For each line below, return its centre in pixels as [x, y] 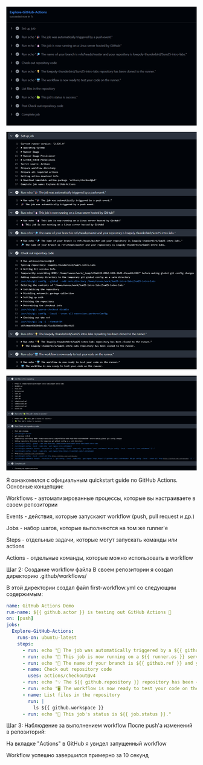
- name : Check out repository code [67, 670]
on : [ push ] [20, 619]
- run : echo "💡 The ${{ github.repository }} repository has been [108, 682]
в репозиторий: [26, 732]
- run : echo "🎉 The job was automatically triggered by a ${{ [102, 650]
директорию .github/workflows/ [47, 576]
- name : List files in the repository [71, 695]
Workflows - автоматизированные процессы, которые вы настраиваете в [101, 498]
